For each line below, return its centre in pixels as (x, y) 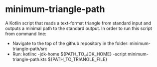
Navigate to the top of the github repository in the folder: (70, 43)
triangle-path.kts (29, 59)
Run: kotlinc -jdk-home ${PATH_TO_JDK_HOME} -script (70, 54)
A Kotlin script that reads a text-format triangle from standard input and (78, 23)
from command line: (26, 33)
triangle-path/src (30, 48)
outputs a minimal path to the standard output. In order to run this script (79, 28)
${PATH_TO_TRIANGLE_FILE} (78, 59)
